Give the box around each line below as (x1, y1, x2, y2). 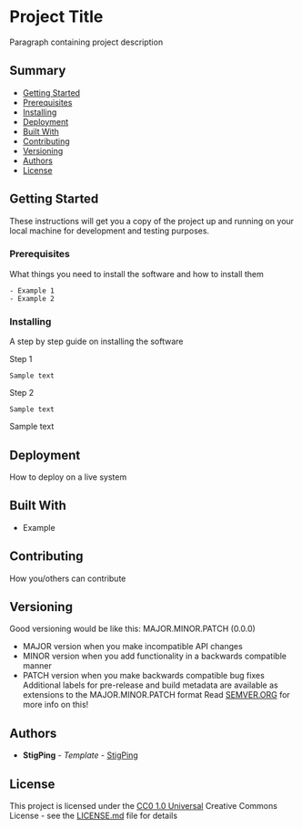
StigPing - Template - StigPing (22, 750, 138, 761)
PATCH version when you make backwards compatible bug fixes (22, 670, 266, 681)
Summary (9, 63, 66, 78)
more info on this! (22, 699, 89, 710)
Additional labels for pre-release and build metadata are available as (22, 679, 279, 690)
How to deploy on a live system (9, 471, 127, 482)
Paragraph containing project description (9, 36, 164, 47)
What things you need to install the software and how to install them (9, 268, 264, 279)
